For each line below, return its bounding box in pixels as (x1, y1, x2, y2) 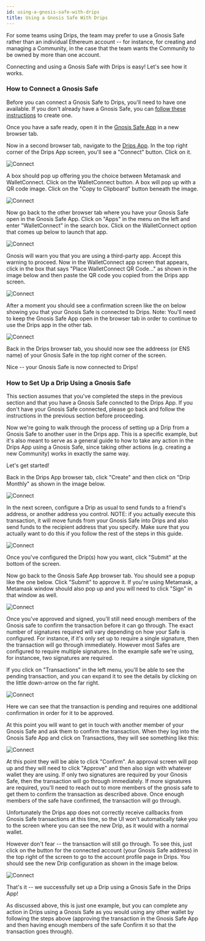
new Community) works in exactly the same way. (6, 450, 130, 457)
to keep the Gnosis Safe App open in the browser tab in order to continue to (6, 315, 198, 322)
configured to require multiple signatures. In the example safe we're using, (6, 648, 194, 655)
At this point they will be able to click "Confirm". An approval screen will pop (6, 758, 198, 765)
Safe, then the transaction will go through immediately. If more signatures (6, 778, 192, 785)
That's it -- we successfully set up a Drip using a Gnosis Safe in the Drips (6, 883, 192, 891)
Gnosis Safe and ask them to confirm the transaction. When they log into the (6, 728, 199, 735)
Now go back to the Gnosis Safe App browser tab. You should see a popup (6, 572, 195, 579)
